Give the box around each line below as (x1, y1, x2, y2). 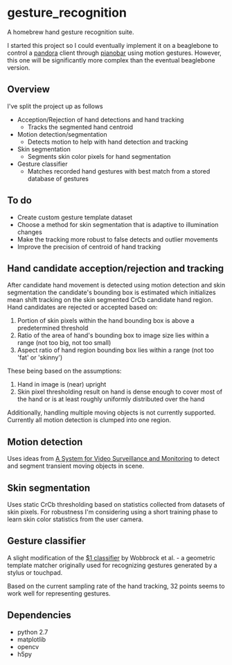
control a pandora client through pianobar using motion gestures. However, (7, 49, 222, 57)
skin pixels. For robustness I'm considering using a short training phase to (7, 508, 218, 516)
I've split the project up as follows (7, 102, 103, 110)
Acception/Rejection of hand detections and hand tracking (17, 115, 184, 124)
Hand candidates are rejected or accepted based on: (7, 303, 158, 312)
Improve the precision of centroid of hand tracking (17, 242, 161, 251)
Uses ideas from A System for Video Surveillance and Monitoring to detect (7, 455, 220, 463)
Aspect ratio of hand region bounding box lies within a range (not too (17, 346, 215, 355)
